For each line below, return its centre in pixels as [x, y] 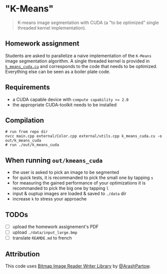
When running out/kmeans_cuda [54, 160]
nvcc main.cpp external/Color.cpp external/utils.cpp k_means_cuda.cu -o [84, 136]
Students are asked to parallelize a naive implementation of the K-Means [78, 55]
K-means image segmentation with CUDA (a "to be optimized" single [88, 22]
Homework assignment [42, 44]
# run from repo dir [27, 132]
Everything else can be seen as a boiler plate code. [58, 71]
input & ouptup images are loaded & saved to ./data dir [69, 193]
